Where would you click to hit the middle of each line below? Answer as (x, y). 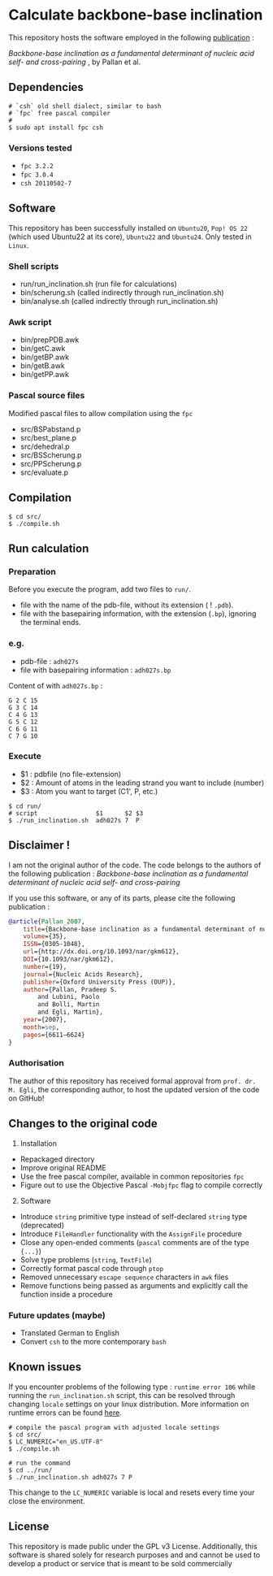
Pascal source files (47, 396)
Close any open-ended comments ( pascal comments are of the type (134, 1242)
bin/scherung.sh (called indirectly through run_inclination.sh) (122, 293)
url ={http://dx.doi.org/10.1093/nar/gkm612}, (102, 952)
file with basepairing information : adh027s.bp (95, 670)
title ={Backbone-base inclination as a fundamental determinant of (139, 929)
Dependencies (46, 87)
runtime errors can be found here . (65, 1413)
